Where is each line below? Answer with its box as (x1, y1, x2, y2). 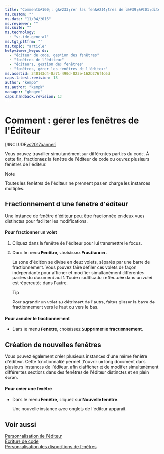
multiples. (5, 186, 25, 192)
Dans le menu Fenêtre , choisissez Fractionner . (12, 250, 107, 255)
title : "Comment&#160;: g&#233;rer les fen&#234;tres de (5, 7, 123, 12)
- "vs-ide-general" (9, 35, 49, 40)
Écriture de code (5, 438, 39, 444)
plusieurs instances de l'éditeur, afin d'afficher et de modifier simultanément (5, 364, 159, 370)
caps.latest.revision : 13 (5, 76, 58, 80)
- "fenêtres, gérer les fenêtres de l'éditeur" (9, 67, 108, 72)
